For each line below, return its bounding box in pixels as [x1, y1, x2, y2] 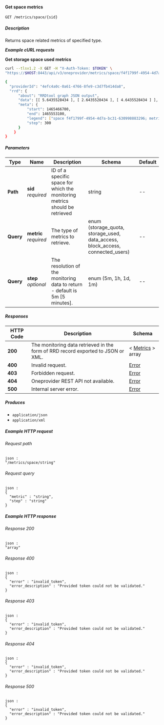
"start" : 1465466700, [26, 107, 71, 112]
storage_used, [88, 230, 121, 237]
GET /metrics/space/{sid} [5, 15, 58, 20]
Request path [5, 441, 32, 447]
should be [51, 204, 74, 211]
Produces [5, 399, 25, 405]
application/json [12, 413, 48, 418]
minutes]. [51, 299, 73, 306]
